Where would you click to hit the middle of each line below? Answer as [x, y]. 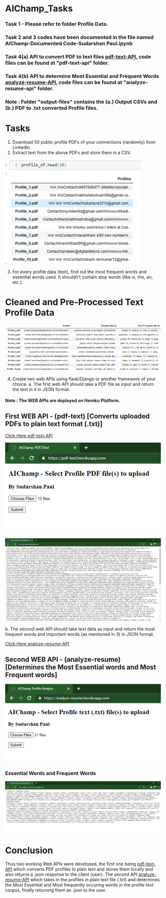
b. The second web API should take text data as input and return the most [80, 629]
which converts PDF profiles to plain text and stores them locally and [83, 869]
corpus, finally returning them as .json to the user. [56, 890]
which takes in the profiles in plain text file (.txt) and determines [95, 880]
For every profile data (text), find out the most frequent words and [79, 272]
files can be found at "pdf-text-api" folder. [57, 63]
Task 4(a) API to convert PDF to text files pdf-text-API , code [78, 56]
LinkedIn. [21, 147]
